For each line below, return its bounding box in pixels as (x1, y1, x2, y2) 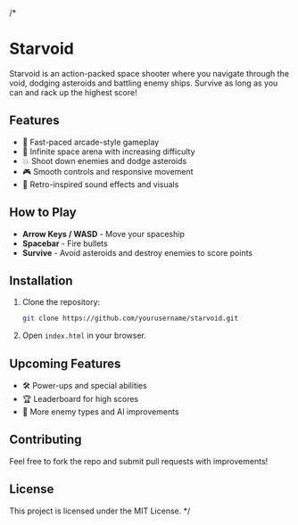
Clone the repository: (21, 297, 101, 308)
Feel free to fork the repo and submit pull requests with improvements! (9, 455, 269, 466)
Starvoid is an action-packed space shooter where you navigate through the (9, 68, 290, 78)
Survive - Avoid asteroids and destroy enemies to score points (21, 247, 252, 258)
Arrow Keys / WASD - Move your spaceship (21, 228, 186, 239)
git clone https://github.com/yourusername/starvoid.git (21, 314, 239, 324)
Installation (9, 273, 73, 288)
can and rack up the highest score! (9, 86, 137, 97)
